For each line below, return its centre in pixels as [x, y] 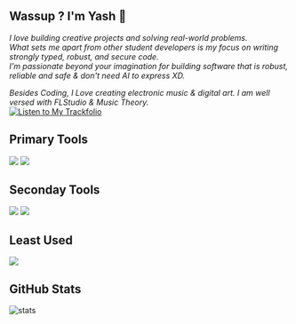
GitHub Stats [45, 289]
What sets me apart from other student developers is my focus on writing [144, 47]
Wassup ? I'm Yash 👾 [68, 16]
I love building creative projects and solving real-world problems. [128, 37]
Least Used [41, 240]
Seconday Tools [55, 190]
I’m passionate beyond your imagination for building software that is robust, [149, 66]
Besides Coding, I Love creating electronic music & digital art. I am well [140, 92]
